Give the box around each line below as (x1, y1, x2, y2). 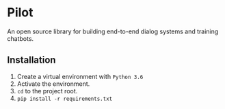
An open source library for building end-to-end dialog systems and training (7, 27, 219, 35)
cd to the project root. (16, 87, 78, 95)
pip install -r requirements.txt (16, 95, 113, 102)
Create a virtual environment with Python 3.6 (16, 72, 144, 80)
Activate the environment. (16, 80, 90, 88)
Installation (7, 54, 56, 66)
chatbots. (7, 34, 34, 42)
